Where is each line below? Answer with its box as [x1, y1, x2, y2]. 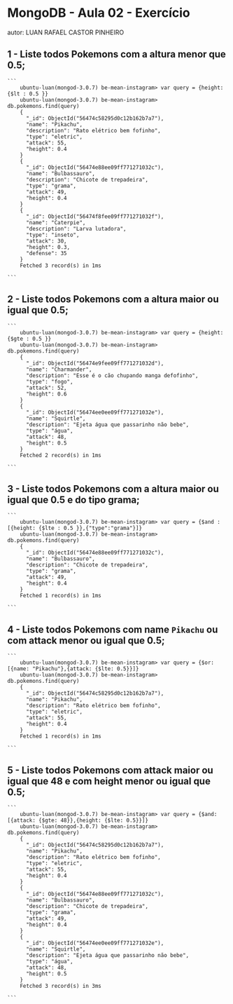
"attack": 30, [25, 237, 68, 245]
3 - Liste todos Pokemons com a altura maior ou [7, 482, 219, 495]
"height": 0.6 [25, 391, 68, 398]
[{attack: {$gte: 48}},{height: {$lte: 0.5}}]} [7, 817, 149, 824]
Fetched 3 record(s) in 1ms [20, 262, 101, 269]
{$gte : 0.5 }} [7, 335, 52, 342]
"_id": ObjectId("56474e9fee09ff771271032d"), [25, 360, 164, 367]
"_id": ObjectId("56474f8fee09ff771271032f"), [25, 212, 164, 220]
